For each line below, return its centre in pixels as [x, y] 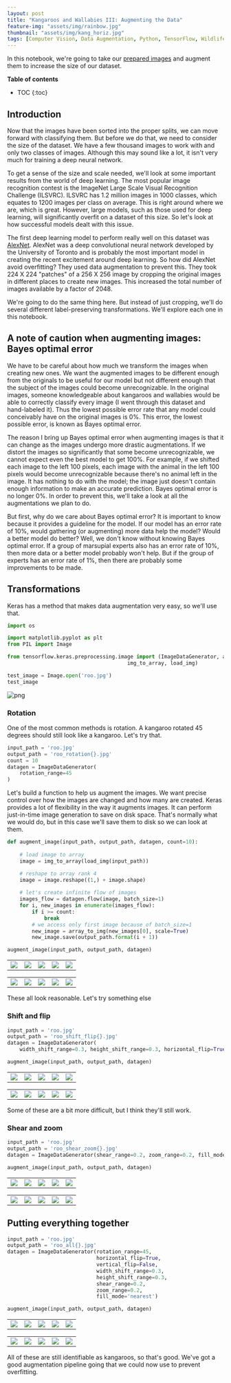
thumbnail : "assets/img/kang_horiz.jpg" [66, 33]
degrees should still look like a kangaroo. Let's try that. [85, 735]
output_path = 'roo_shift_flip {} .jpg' [63, 1037]
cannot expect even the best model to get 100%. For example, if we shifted [113, 459]
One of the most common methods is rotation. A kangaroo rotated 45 [105, 728]
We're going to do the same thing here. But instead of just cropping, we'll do [115, 302]
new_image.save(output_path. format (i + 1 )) [95, 938]
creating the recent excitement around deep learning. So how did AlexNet [111, 259]
